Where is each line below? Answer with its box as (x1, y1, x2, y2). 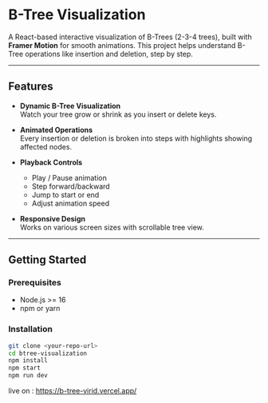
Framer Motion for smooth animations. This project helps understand (8, 40, 236, 50)
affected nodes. (19, 142, 73, 151)
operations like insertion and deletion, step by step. (25, 49, 194, 58)
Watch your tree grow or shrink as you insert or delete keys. (19, 110, 217, 119)
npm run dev (8, 372, 48, 380)
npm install (8, 357, 48, 365)
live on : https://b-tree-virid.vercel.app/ (8, 386, 137, 396)
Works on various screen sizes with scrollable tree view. (19, 222, 205, 232)
